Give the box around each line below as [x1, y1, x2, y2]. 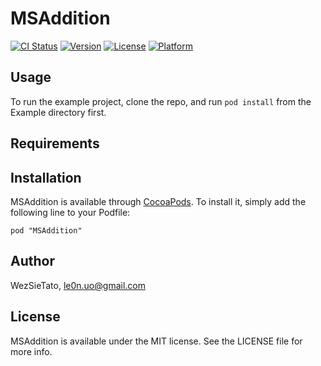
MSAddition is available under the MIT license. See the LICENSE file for [10, 335, 303, 347]
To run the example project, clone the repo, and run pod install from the [10, 95, 312, 107]
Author [10, 253, 55, 270]
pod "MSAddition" [10, 225, 83, 236]
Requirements [10, 135, 100, 152]
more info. [10, 345, 53, 357]
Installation [10, 169, 82, 186]
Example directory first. [10, 106, 107, 118]
